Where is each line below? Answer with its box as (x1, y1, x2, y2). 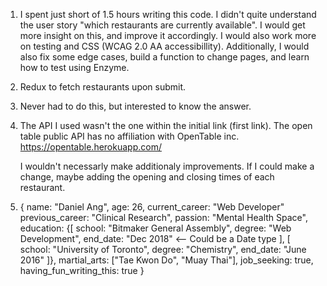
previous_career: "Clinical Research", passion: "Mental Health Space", (19, 212, 308, 223)
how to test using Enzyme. (19, 62, 130, 73)
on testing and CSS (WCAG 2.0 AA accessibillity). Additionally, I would (19, 40, 310, 52)
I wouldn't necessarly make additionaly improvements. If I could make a (19, 160, 315, 172)
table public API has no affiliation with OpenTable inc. (19, 130, 240, 142)
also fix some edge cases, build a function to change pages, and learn (19, 51, 310, 63)
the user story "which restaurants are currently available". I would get (19, 19, 306, 31)
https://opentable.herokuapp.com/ (19, 141, 162, 153)
